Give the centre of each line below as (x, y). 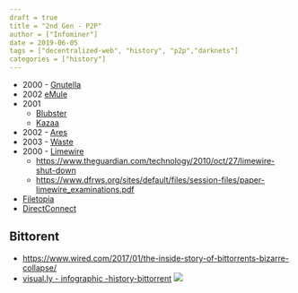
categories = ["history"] (57, 59)
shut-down (56, 170)
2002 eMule (45, 94)
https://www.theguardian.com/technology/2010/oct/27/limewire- (155, 161)
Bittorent (35, 237)
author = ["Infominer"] (54, 34)
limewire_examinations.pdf (85, 190)
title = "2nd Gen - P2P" (56, 26)
